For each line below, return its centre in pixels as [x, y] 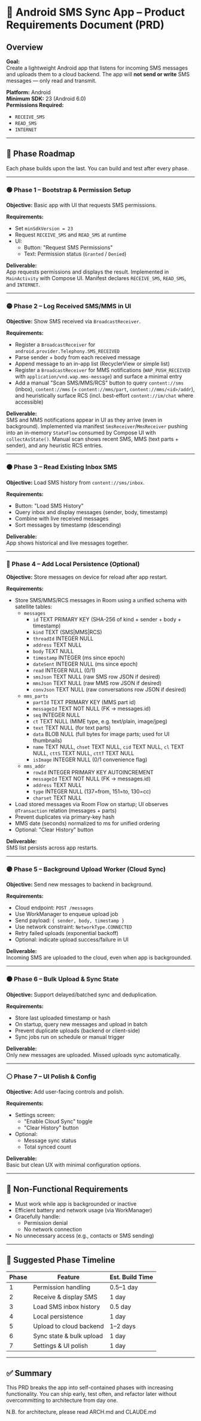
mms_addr [35, 767]
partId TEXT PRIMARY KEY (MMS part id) [84, 702]
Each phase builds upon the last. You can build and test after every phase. [98, 168]
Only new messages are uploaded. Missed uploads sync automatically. [94, 1055]
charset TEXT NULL [57, 798]
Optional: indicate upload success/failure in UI [71, 940]
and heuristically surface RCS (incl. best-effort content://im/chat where [104, 396]
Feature [68, 1277]
